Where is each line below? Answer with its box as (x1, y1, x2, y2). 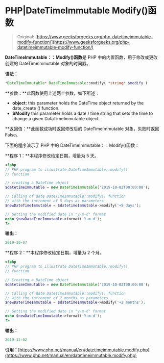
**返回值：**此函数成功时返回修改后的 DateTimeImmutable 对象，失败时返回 (5, 126, 160, 131)
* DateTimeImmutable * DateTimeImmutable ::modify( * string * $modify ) (5, 80, 148, 85)
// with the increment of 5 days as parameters (5, 199, 104, 204)
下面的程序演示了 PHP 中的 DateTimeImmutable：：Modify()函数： (5, 142, 140, 148)
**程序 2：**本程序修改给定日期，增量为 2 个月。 (5, 250, 104, 256)
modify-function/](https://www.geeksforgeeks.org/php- (17, 39, 130, 45)
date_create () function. (12, 105, 60, 111)
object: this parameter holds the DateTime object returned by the (12, 100, 144, 106)
